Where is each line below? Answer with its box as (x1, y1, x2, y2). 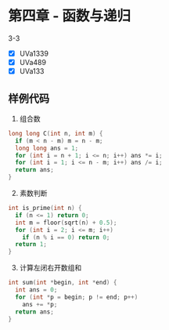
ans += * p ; (22, 300, 58, 308)
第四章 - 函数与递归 (8, 7, 131, 25)
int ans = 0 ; (15, 286, 58, 294)
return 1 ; (15, 241, 47, 248)
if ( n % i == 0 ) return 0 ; (22, 233, 110, 241)
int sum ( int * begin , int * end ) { (8, 279, 117, 287)
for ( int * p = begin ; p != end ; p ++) (15, 293, 138, 301)
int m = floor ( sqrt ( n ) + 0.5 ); (15, 219, 117, 227)
